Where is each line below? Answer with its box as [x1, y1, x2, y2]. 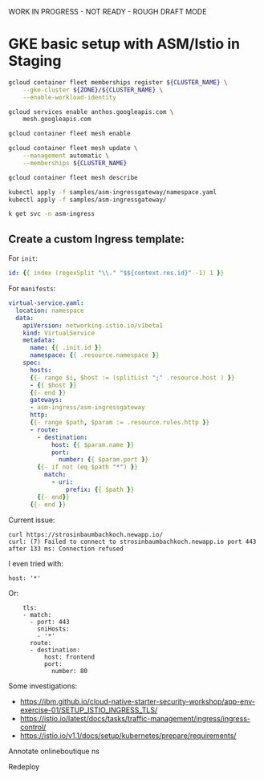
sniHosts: [37, 625, 70, 633]
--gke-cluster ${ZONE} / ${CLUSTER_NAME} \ [22, 86, 163, 94]
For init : [8, 254, 39, 263]
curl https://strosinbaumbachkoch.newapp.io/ [8, 530, 163, 538]
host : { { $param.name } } [51, 440, 135, 448]
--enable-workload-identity [22, 93, 116, 101]
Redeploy [8, 761, 40, 771]
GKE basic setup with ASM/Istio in [8, 35, 241, 53]
